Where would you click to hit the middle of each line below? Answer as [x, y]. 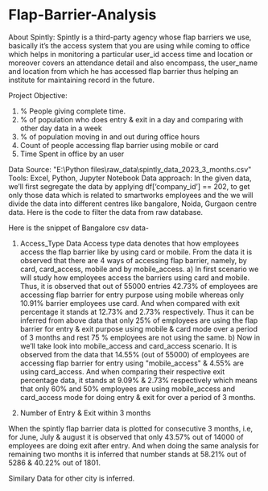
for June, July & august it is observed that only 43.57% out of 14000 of [126, 437]
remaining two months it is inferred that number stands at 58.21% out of [128, 454]
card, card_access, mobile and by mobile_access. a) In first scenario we [139, 269]
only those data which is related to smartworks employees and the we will [131, 195]
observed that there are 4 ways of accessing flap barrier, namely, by [133, 260]
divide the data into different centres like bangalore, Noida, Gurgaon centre [133, 204]
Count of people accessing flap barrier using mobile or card [119, 145]
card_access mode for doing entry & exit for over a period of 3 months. [138, 397]
